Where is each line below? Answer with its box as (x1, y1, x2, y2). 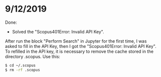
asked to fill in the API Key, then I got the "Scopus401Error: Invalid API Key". (5, 43, 157, 49)
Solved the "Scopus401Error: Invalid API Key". (12, 29, 105, 34)
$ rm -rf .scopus (5, 67, 40, 72)
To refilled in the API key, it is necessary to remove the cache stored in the (5, 48, 154, 54)
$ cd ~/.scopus (5, 63, 36, 68)
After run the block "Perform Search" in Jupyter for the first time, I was (5, 38, 147, 44)
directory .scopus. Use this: (5, 53, 60, 59)
